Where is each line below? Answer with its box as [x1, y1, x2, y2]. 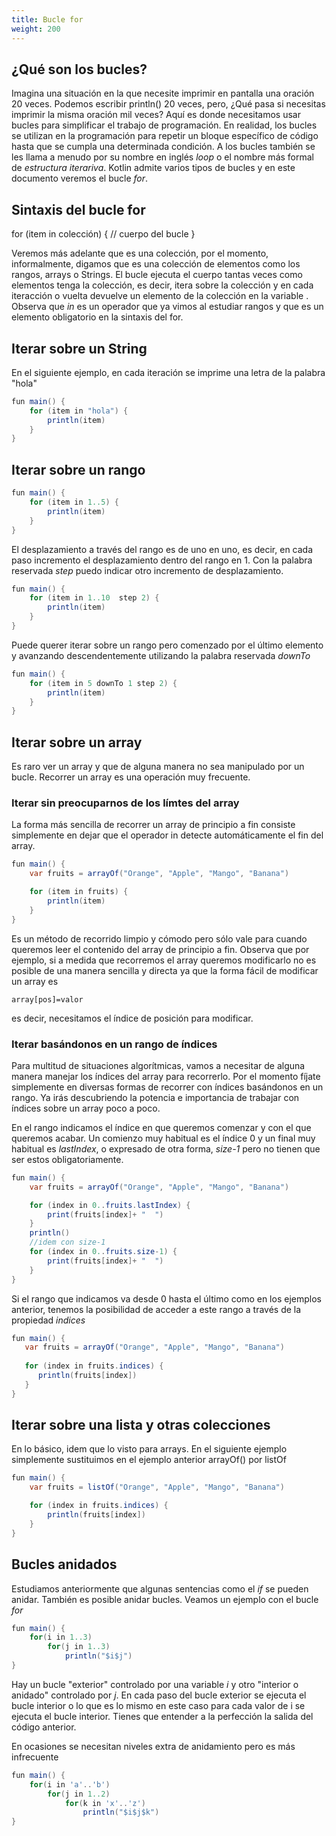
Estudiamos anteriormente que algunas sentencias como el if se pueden [11, 1582, 309, 1595]
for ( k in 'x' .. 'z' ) [64, 1798, 146, 1808]
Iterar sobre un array [11, 734, 143, 751]
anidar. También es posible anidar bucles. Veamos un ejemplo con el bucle [11, 1593, 319, 1605]
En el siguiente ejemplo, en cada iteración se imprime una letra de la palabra [11, 366, 326, 378]
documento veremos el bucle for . [11, 172, 149, 185]
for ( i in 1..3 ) [29, 1632, 93, 1643]
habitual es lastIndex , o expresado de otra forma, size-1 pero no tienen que [11, 1142, 321, 1155]
